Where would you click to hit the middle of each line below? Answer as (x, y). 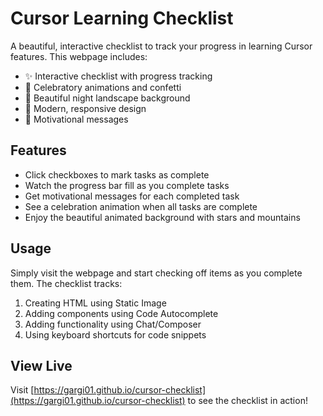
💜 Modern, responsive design (85, 108)
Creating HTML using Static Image (95, 303)
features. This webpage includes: (79, 56)
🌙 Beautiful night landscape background (107, 98)
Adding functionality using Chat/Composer (113, 324)
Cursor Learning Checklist (122, 18)
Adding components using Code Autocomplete (121, 313)
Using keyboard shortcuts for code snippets (115, 334)
